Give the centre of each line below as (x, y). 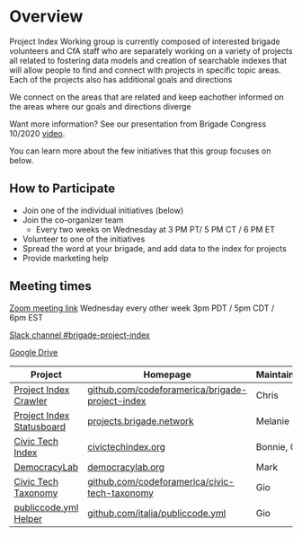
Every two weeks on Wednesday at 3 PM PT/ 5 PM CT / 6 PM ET (155, 229)
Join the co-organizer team (73, 220)
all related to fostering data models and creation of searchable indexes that (148, 60)
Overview (46, 17)
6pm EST (26, 317)
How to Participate (62, 189)
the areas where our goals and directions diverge (100, 106)
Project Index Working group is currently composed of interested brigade (145, 41)
